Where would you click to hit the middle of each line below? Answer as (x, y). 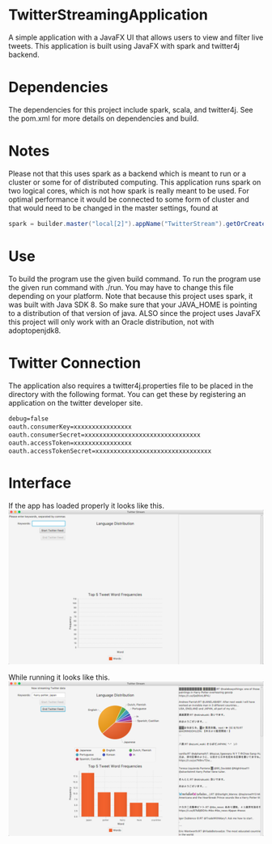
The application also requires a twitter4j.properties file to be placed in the (131, 386)
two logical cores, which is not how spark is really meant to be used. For (129, 190)
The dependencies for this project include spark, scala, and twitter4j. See (131, 109)
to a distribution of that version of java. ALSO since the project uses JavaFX (134, 313)
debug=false (28, 419)
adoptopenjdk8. (35, 330)
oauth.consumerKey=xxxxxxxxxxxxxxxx (70, 427)
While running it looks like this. (59, 677)
